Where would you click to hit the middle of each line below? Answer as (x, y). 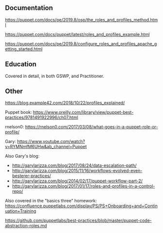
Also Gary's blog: (22, 156)
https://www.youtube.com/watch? (51, 142)
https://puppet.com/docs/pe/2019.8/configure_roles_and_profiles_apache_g (81, 44)
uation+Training (21, 211)
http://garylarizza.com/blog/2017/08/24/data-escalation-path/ (74, 165)
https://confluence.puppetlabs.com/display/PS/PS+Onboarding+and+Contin (81, 206)
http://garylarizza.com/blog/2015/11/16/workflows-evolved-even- (77, 171)
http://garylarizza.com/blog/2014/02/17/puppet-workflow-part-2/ (77, 181)
